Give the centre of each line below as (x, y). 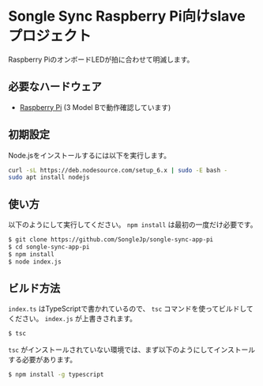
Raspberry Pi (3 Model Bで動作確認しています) (95, 107)
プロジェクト (50, 36)
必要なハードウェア (55, 87)
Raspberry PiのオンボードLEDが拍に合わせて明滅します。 (101, 59)
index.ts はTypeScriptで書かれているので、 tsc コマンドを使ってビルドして (131, 308)
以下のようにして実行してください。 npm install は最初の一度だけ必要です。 (133, 225)
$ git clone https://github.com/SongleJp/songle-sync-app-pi (111, 240)
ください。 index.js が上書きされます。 (72, 319)
